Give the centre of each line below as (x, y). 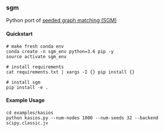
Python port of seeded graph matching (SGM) (61, 21)
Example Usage (25, 100)
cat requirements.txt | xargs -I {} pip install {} (70, 72)
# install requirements (35, 67)
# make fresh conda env (35, 46)
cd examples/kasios (30, 113)
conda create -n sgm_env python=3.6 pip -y (60, 51)
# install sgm (23, 82)
